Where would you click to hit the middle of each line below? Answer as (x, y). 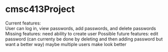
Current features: (23, 23)
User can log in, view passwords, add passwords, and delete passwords (81, 28)
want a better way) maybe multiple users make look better (66, 44)
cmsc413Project (40, 9)
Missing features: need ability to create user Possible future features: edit (82, 33)
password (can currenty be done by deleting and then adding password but (84, 39)
